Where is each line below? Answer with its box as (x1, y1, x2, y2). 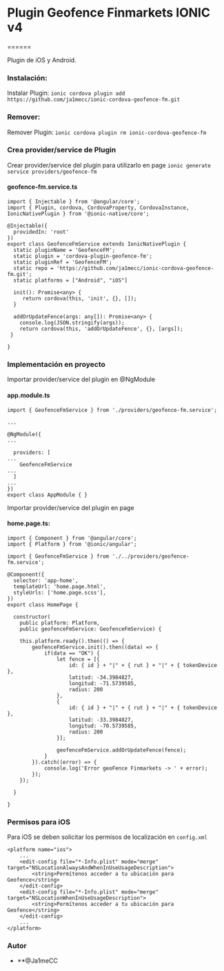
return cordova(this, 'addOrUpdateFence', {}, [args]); (19, 325, 184, 333)
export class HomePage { (7, 601, 79, 608)
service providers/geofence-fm (7, 168, 97, 175)
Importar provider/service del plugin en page (7, 503, 134, 511)
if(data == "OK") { (43, 649, 100, 657)
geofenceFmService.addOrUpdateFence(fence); (56, 746, 187, 754)
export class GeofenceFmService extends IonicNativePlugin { (7, 241, 187, 248)
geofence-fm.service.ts (7, 183, 78, 191)
